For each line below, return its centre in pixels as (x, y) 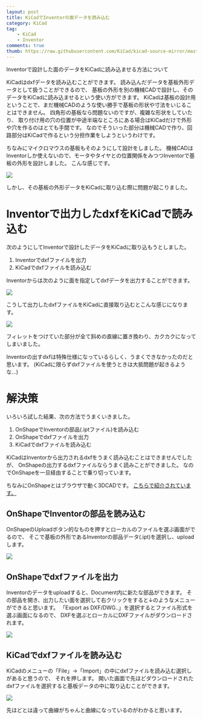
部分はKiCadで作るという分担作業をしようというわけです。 (85, 135)
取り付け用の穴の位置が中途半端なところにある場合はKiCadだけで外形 (105, 120)
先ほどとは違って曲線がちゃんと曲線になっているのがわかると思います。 (96, 710)
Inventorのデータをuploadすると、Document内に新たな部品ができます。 (96, 593)
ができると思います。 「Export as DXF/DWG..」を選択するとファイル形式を (100, 608)
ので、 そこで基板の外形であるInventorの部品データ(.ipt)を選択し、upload (103, 537)
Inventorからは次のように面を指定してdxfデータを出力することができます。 (100, 280)
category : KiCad (27, 23)
